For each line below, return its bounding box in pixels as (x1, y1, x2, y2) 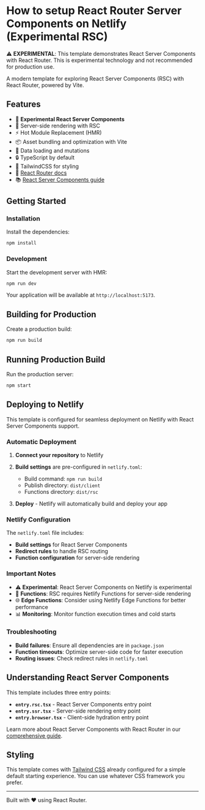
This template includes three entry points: (6, 689, 111, 696)
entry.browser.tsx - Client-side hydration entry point (15, 713, 149, 721)
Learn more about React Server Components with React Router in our (6, 725, 181, 733)
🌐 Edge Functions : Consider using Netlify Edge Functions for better (15, 596, 186, 604)
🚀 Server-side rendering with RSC (15, 122, 101, 129)
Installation (6, 214, 41, 223)
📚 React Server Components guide (15, 176, 105, 183)
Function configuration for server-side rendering (15, 554, 140, 561)
